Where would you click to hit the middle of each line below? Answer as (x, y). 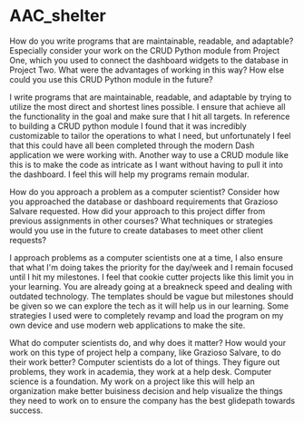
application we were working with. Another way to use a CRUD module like (149, 154)
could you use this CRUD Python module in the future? (111, 79)
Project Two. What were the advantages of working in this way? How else (147, 70)
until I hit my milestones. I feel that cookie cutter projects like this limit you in (152, 277)
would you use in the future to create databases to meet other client (136, 230)
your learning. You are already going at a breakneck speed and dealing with (151, 286)
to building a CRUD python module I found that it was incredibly (128, 126)
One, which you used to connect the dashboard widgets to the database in (149, 60)
